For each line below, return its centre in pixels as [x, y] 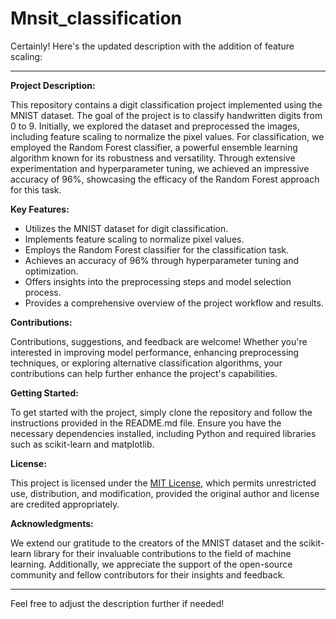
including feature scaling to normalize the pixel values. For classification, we [167, 136]
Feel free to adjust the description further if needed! [117, 603]
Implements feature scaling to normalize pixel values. [134, 239]
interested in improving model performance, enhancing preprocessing [155, 352]
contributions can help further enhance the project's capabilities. [144, 373]
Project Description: [53, 85]
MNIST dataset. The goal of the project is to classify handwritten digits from [166, 115]
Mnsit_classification [96, 18]
